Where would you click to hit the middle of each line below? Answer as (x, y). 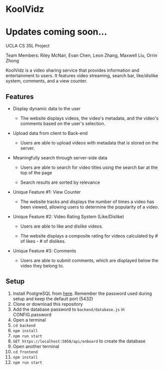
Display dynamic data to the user (47, 109)
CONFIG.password (32, 314)
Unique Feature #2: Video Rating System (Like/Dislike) (68, 216)
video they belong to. (42, 265)
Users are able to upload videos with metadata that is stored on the (89, 142)
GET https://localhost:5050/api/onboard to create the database (79, 341)
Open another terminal (36, 346)
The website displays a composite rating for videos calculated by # (89, 236)
